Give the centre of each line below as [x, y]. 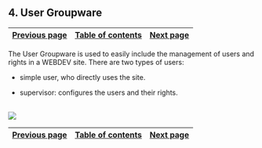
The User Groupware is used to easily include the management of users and [131, 53]
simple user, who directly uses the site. [82, 77]
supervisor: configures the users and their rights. [98, 92]
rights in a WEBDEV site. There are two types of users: [96, 62]
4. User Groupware [55, 13]
